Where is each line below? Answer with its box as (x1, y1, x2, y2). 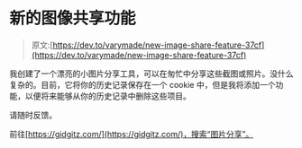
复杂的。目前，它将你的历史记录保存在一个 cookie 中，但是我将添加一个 (9, 79, 276, 90)
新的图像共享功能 (9, 8, 137, 29)
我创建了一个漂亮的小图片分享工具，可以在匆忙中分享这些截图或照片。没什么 (9, 68, 294, 79)
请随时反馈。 (9, 109, 57, 120)
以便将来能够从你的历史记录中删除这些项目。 (24, 91, 191, 101)
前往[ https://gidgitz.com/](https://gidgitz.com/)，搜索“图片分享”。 (9, 128, 254, 139)
